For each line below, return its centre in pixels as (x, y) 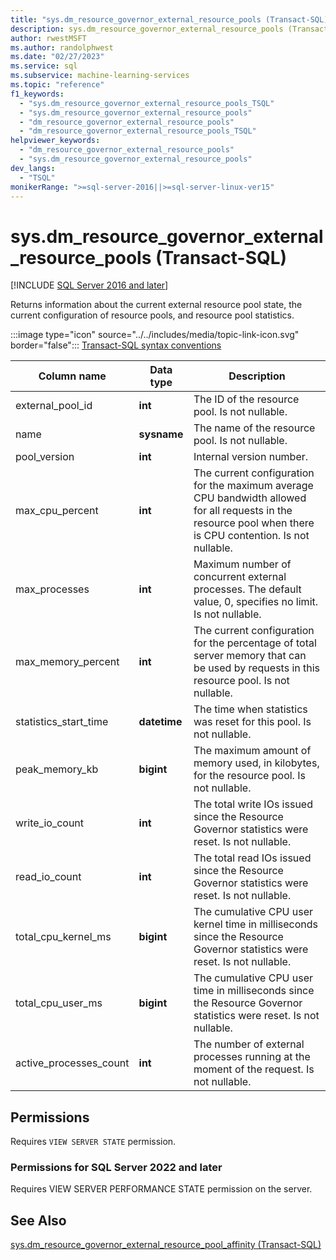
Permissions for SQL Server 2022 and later (116, 1168)
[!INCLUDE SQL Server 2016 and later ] (89, 285)
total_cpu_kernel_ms (63, 937)
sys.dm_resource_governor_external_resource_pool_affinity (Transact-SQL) (166, 1245)
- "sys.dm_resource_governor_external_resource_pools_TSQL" (147, 103)
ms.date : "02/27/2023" (57, 57)
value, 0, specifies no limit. (256, 602)
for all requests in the (243, 511)
